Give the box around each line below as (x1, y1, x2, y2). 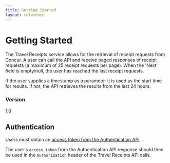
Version (5, 96, 26, 103)
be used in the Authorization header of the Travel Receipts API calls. (5, 152, 152, 158)
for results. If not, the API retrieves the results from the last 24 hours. (5, 83, 151, 89)
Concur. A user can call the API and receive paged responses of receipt (5, 57, 157, 63)
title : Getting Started (5, 7, 56, 13)
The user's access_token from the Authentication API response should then (5, 146, 164, 152)
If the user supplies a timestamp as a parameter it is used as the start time (5, 78, 162, 84)
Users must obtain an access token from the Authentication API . (5, 136, 141, 142)
